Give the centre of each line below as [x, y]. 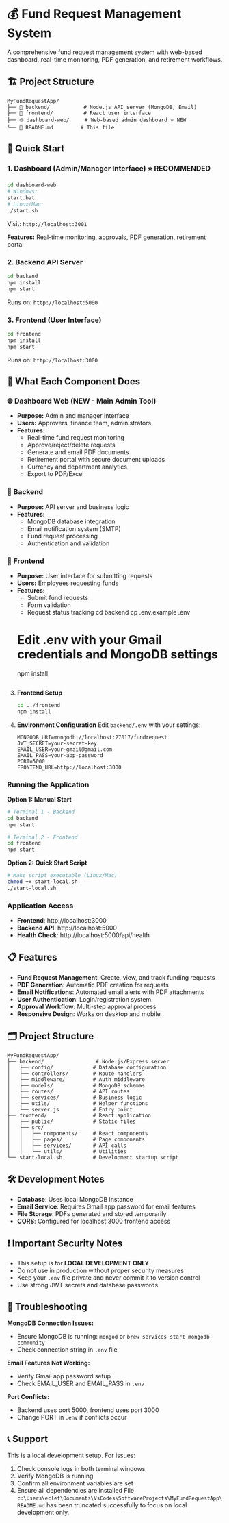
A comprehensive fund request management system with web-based [105, 52]
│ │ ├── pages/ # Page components [76, 1139]
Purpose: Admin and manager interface [73, 416]
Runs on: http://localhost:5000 [52, 302]
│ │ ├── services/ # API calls [67, 1146]
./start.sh [23, 210]
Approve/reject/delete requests [71, 445]
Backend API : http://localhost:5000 [67, 928]
